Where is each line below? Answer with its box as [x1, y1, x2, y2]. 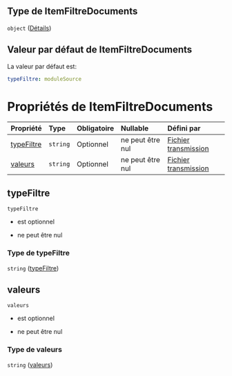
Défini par [167, 123, 201, 133]
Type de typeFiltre [7, 248, 70, 258]
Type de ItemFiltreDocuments [7, 6, 138, 17]
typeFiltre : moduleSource [7, 75, 81, 82]
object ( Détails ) [7, 23, 52, 32]
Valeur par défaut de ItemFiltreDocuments [7, 44, 193, 56]
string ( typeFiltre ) [7, 264, 59, 272]
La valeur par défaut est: [7, 62, 77, 70]
